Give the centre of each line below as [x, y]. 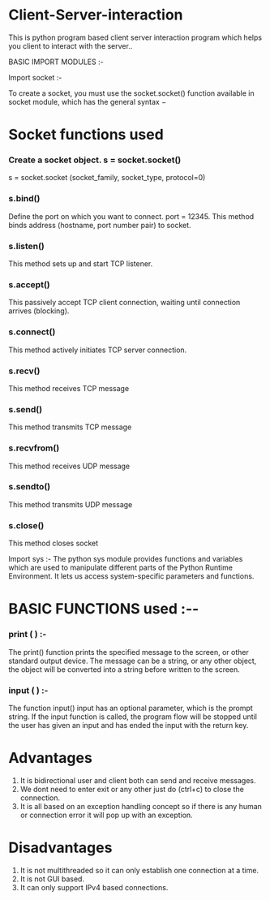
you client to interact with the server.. [71, 45]
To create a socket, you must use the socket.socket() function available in [132, 93]
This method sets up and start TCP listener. [81, 264]
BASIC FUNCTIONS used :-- [104, 609]
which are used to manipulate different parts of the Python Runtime [121, 568]
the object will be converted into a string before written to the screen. [124, 669]
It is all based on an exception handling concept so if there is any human [141, 806]
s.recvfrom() [34, 448]
